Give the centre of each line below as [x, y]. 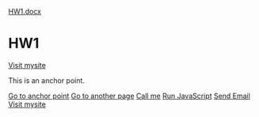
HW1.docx [25, 11]
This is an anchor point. [47, 80]
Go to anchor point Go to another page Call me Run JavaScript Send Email [129, 96]
